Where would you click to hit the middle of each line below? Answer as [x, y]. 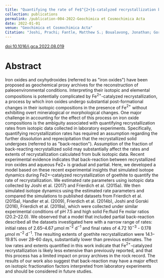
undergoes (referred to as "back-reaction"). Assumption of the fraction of [79, 144]
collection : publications [31, 14]
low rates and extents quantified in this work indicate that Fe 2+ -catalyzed [79, 245]
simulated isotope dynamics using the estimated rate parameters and [75, 191]
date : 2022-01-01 [23, 23]
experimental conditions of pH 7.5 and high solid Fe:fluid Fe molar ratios [77, 212]
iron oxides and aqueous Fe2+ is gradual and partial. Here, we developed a [81, 165]
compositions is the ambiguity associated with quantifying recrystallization [80, 123]
